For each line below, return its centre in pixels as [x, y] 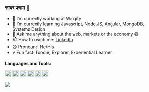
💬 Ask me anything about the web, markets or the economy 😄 [75, 34]
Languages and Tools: [28, 64]
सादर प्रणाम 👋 [17, 8]
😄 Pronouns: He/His [33, 47]
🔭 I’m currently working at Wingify [47, 19]
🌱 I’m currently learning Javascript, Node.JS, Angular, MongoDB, [78, 24]
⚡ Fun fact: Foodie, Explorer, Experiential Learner [62, 52]
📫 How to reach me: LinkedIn [42, 40]
